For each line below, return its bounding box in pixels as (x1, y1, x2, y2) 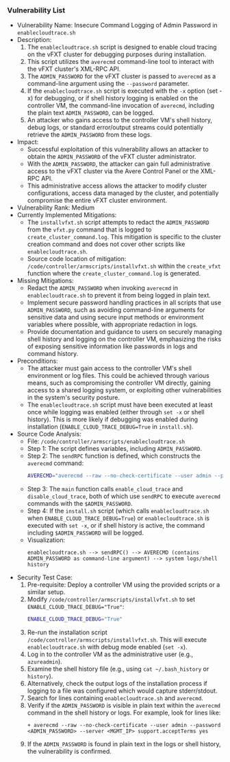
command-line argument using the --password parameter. (27, 80, 190, 88)
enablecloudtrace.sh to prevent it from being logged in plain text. (27, 291, 211, 300)
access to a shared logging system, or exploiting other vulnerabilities (27, 386, 222, 394)
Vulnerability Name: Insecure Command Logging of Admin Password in (16, 21, 218, 30)
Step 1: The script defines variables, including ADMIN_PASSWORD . (27, 445, 203, 453)
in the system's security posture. (27, 394, 120, 402)
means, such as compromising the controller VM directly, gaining (27, 379, 211, 387)
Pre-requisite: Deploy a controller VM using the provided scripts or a (27, 581, 220, 589)
